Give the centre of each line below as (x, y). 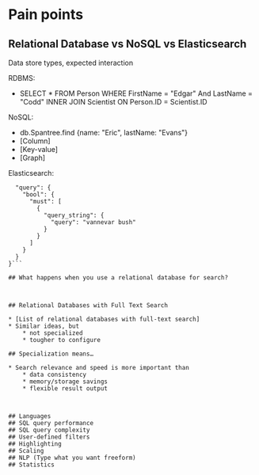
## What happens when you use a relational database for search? (118, 278)
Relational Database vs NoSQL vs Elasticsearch (128, 44)
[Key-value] (38, 149)
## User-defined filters (49, 437)
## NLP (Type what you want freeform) (72, 458)
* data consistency (55, 374)
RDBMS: (22, 78)
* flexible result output (65, 389)
